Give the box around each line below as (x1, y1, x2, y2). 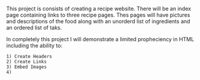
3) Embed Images (6, 64, 47, 70)
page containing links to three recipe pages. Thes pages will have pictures (6, 11, 190, 19)
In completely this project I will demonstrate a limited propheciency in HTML (6, 36, 195, 42)
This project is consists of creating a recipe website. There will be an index (6, 5, 191, 12)
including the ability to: (6, 42, 63, 49)
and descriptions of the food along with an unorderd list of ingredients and (6, 18, 190, 24)
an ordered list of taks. (6, 24, 62, 31)
